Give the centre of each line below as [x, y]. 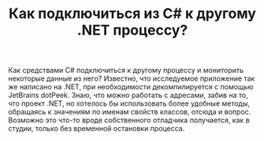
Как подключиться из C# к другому [132, 14]
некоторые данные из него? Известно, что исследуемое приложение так [132, 78]
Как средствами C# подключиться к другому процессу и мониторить [126, 70]
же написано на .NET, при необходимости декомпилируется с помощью [131, 87]
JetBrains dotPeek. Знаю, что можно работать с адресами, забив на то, [128, 96]
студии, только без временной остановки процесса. [97, 128]
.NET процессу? [132, 30]
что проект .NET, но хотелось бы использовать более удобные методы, [129, 103]
